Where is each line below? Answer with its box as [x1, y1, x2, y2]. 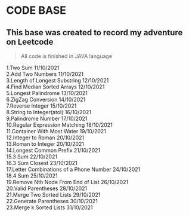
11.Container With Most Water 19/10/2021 [6, 128, 106, 135]
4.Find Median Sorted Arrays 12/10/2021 [6, 83, 105, 90]
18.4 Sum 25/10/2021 [6, 172, 58, 179]
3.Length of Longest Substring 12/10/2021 [6, 77, 109, 84]
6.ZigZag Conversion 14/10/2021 [6, 96, 86, 103]
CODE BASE [6, 4, 67, 17]
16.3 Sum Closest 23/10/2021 [6, 160, 78, 166]
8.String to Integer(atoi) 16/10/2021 [6, 109, 91, 115]
